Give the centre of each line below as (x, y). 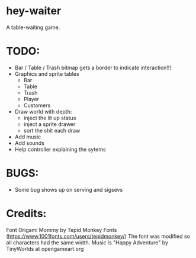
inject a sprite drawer (49, 124)
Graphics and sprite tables (47, 74)
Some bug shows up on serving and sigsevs (69, 189)
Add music (28, 137)
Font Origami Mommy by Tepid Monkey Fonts (62, 230)
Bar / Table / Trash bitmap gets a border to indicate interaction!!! (93, 67)
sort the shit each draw (52, 130)
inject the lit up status (50, 118)
